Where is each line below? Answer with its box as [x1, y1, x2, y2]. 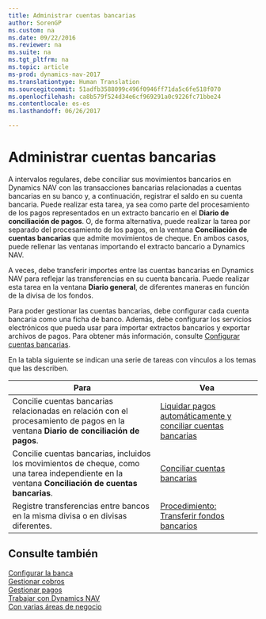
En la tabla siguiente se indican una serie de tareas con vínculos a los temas [8, 355, 256, 364]
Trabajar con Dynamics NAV [8, 593, 101, 602]
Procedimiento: [160, 500, 217, 511]
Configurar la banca [8, 568, 74, 578]
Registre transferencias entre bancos [12, 500, 150, 511]
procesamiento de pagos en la [12, 415, 125, 426]
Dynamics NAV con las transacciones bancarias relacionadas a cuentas [8, 183, 242, 192]
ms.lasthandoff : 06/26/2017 [8, 108, 101, 116]
